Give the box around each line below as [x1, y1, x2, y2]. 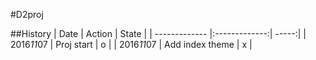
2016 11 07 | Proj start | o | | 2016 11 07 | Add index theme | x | [10, 39, 253, 50]
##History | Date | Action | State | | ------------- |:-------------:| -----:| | [10, 28, 307, 39]
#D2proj [10, 9, 44, 20]
